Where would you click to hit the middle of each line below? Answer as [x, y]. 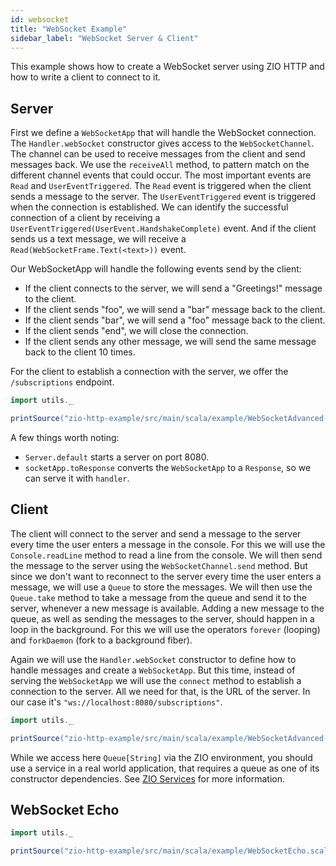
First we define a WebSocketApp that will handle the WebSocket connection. [163, 133]
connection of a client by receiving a [85, 218]
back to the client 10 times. [80, 352]
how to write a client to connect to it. [86, 77]
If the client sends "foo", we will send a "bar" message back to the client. [175, 310]
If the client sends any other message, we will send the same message [170, 342]
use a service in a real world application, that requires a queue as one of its [165, 768]
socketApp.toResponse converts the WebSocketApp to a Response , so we [168, 467]
